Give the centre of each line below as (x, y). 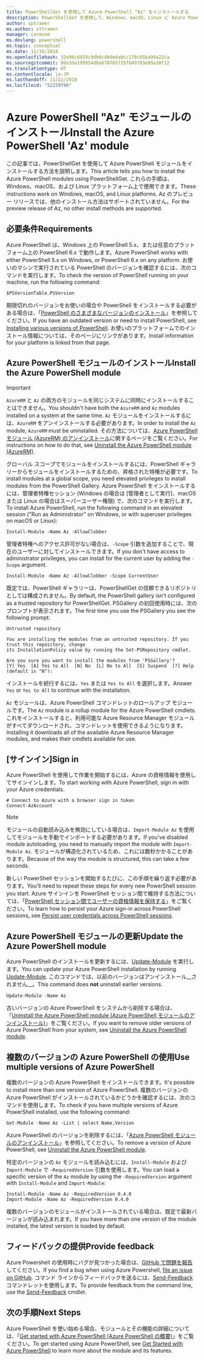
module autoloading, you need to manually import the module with (89, 844)
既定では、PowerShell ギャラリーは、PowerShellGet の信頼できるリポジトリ (101, 588)
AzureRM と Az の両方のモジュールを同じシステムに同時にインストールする (98, 400)
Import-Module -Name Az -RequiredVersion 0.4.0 (68, 1199)
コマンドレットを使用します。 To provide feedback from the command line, (100, 1285)
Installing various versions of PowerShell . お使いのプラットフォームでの (96, 328)
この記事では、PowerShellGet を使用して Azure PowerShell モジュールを (97, 163)
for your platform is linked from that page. (58, 342)
